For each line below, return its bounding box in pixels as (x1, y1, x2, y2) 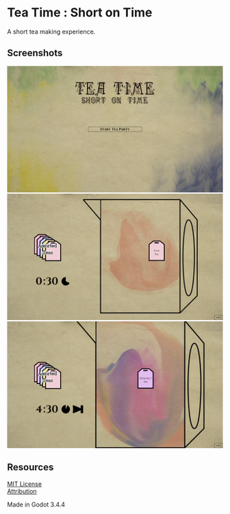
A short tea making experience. (7, 27, 96, 36)
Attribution (7, 487, 37, 495)
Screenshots (7, 47, 63, 59)
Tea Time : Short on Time (7, 5, 153, 21)
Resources (7, 461, 54, 474)
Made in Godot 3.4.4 (7, 500, 66, 509)
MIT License (7, 480, 42, 488)
